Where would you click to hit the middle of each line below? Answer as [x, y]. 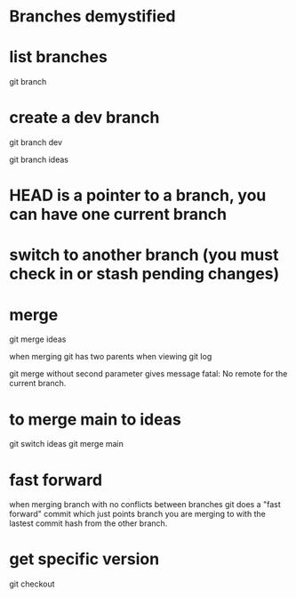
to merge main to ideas [96, 419]
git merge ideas [38, 339]
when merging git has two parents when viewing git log [111, 357]
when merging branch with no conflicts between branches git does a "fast [145, 505]
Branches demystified [92, 16]
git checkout [32, 584]
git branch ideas [39, 160]
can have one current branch [118, 214]
